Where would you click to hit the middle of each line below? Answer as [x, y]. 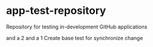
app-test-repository [56, 11]
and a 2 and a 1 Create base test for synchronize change [74, 38]
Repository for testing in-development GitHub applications [77, 27]
